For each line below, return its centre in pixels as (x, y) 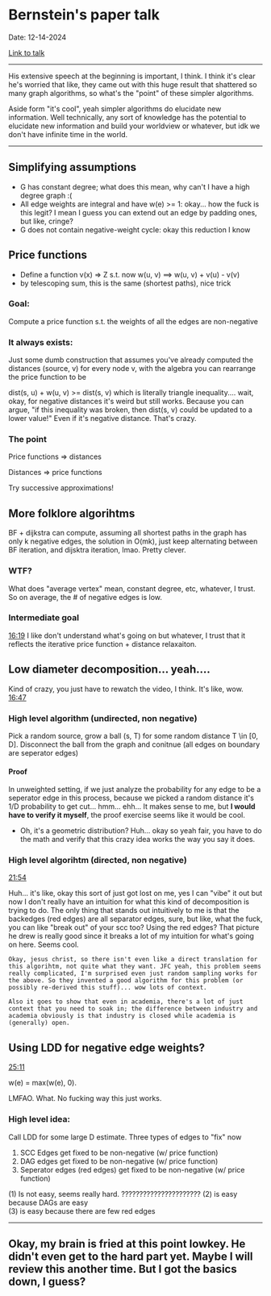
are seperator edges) (44, 752)
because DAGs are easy (48, 1202)
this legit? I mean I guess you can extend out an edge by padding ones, (138, 212)
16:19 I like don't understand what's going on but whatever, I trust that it (127, 635)
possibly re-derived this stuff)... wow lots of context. (108, 988)
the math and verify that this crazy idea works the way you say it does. (138, 840)
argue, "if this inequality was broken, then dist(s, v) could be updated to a (130, 410)
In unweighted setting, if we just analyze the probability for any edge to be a (135, 790)
